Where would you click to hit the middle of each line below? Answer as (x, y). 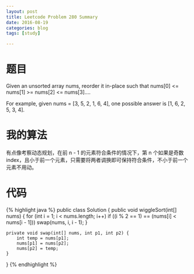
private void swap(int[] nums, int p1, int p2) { (68, 233)
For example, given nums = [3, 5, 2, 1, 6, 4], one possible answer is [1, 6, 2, (96, 104)
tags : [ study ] (23, 33)
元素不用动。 (21, 167)
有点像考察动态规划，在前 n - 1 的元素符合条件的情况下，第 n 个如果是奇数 (95, 153)
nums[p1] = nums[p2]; (43, 243)
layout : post (22, 11)
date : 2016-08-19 (27, 22)
